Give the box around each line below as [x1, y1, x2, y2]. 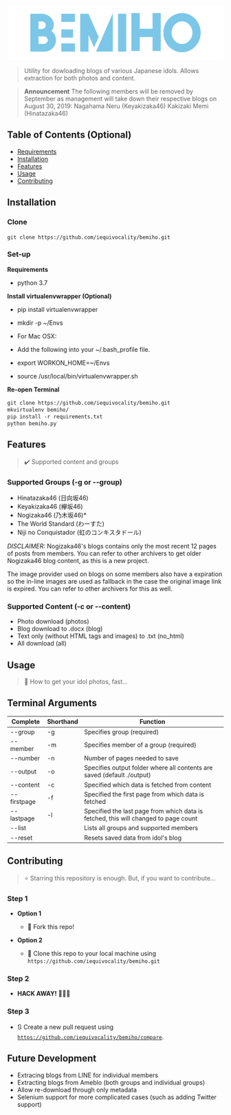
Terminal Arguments [7, 697, 98, 709]
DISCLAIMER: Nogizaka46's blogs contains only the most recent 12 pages [7, 542, 217, 550]
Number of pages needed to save [83, 754, 179, 763]
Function [140, 718, 166, 726]
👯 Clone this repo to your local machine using [27, 949, 157, 958]
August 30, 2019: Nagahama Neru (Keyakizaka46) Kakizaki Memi [23, 102, 209, 110]
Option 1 [16, 909, 41, 917]
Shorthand [47, 718, 78, 726]
